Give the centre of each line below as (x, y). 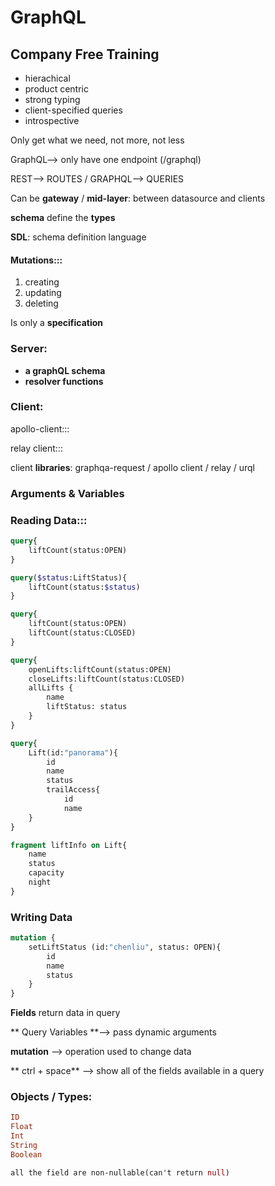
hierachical (47, 78)
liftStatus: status (87, 707)
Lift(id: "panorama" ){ (73, 752)
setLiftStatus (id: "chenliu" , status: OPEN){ (125, 947)
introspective (52, 120)
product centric (56, 89)
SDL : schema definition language (78, 237)
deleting (41, 303)
